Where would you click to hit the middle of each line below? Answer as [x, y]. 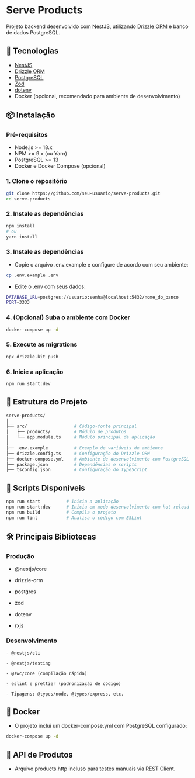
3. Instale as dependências [45, 252]
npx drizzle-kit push [32, 357]
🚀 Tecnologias [32, 51]
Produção [20, 556]
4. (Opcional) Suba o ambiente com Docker [68, 317]
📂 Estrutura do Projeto [47, 402]
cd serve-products [28, 199]
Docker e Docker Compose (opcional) [60, 166]
